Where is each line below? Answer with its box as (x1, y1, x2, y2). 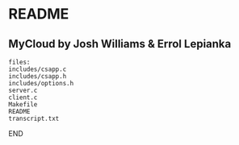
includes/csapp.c (8, 65, 67, 73)
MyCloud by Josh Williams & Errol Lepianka (8, 37, 232, 51)
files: (8, 58, 31, 66)
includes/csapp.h (8, 72, 67, 81)
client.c (8, 93, 38, 101)
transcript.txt (8, 114, 60, 122)
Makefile (8, 101, 38, 109)
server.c (8, 86, 38, 94)
